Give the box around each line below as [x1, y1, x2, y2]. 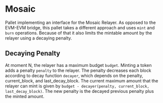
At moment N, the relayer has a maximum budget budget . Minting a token [5, 62, 152, 68]
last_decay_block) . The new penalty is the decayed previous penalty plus [5, 88, 154, 94]
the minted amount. [5, 93, 45, 99]
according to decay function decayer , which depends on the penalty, [5, 72, 143, 79]
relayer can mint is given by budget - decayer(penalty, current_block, [5, 83, 149, 89]
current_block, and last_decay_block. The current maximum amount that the [5, 78, 159, 83]
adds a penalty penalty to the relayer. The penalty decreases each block [5, 67, 152, 73]
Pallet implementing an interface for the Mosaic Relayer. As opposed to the [5, 20, 156, 25]
